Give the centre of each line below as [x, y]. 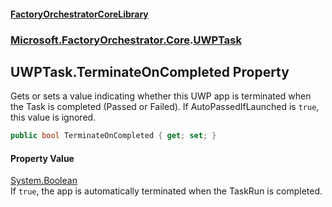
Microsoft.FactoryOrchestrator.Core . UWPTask [126, 40]
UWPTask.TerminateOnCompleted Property [150, 71]
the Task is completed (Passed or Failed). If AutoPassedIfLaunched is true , [165, 107]
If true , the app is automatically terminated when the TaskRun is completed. [166, 191]
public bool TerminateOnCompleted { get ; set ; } [113, 136]
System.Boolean [44, 181]
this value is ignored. [53, 117]
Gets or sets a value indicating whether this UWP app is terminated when [161, 96]
